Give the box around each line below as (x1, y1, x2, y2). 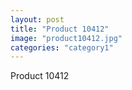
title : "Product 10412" (10, 24, 110, 34)
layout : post (10, 14, 65, 25)
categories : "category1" (10, 42, 114, 53)
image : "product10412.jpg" (10, 33, 123, 43)
